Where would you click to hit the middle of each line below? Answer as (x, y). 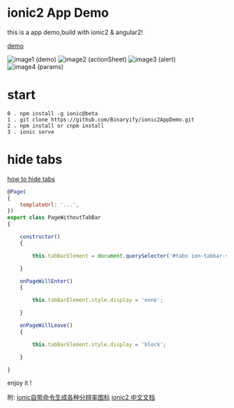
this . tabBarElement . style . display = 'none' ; (98, 300)
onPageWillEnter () (46, 281)
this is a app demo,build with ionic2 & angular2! (75, 32)
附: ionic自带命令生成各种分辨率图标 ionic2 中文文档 (81, 398)
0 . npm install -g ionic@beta (53, 113)
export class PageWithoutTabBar (54, 218)
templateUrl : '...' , (49, 205)
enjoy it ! (19, 383)
